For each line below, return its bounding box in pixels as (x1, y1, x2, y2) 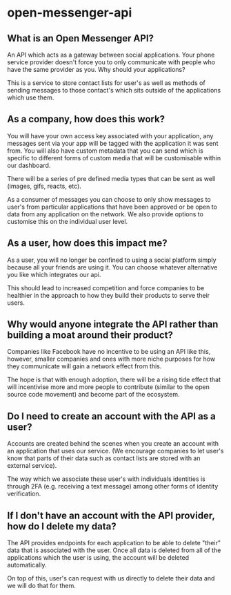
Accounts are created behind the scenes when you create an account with (7, 440, 219, 448)
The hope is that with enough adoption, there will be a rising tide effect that (7, 375, 221, 384)
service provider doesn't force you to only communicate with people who (7, 58, 216, 66)
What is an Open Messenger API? (7, 32, 154, 44)
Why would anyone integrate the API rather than (7, 319, 219, 330)
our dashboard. (7, 161, 51, 169)
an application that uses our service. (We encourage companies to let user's (7, 447, 224, 455)
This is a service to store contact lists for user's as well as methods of (7, 79, 205, 87)
